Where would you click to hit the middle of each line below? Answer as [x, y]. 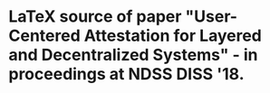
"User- [211, 17]
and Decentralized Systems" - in [133, 55]
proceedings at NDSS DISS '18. [126, 74]
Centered [44, 36]
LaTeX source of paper [95, 17]
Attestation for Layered [173, 36]
